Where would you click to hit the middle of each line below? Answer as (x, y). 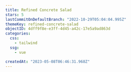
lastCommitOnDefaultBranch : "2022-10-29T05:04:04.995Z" (66, 19)
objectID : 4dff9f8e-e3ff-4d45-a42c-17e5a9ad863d (58, 29)
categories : (18, 33)
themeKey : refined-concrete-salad (42, 24)
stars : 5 (15, 15)
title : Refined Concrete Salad (38, 10)
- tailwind (26, 43)
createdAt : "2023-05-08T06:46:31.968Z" (48, 61)
